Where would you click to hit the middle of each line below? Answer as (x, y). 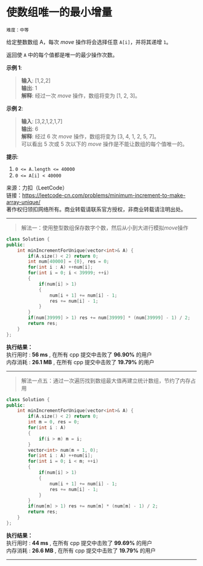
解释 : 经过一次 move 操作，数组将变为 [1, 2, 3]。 (81, 95)
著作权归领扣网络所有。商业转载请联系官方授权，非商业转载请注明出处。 (96, 209)
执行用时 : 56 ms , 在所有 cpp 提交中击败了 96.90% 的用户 (79, 355)
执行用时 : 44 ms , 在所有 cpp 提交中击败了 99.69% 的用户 (79, 543)
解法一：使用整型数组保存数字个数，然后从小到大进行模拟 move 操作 (105, 228)
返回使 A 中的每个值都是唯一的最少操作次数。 (62, 54)
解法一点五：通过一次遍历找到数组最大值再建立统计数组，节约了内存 (106, 381)
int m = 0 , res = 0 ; (54, 422)
